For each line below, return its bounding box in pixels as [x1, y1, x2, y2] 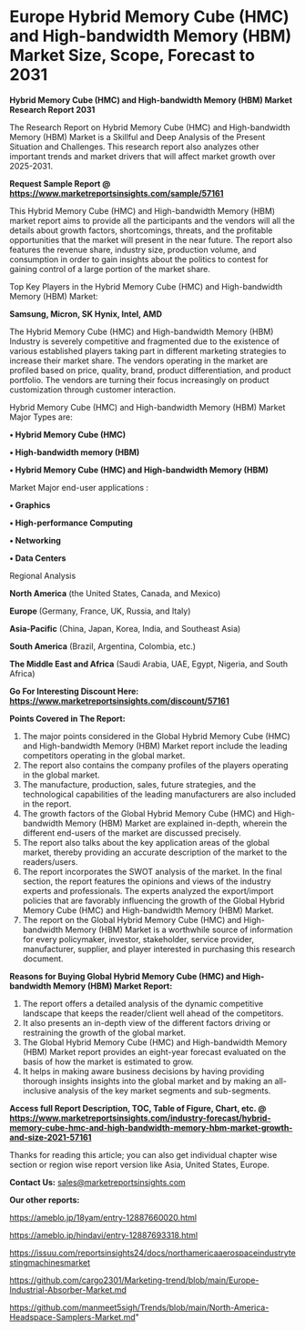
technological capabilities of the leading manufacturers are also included [22, 788, 296, 799]
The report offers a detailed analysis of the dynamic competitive [22, 998, 264, 1009]
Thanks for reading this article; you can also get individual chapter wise [9, 1149, 278, 1160]
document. [22, 953, 64, 964]
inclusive [22, 1085, 56, 1096]
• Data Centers [9, 553, 66, 564]
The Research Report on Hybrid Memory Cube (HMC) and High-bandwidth [9, 121, 291, 133]
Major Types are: [9, 411, 73, 422]
